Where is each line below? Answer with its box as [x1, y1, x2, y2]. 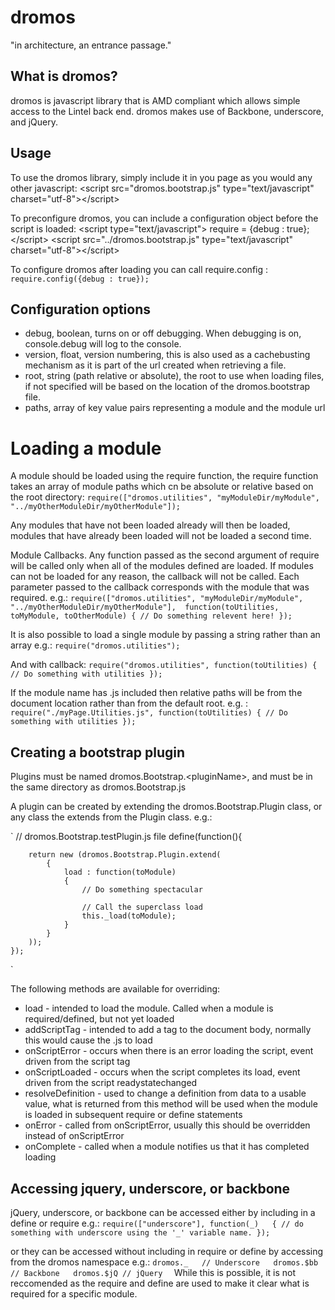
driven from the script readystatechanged [24, 1077, 198, 1089]
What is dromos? [10, 68, 118, 85]
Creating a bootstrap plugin [10, 744, 186, 761]
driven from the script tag [24, 1056, 131, 1068]
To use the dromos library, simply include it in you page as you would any [10, 171, 313, 183]
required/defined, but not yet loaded [24, 1013, 175, 1025]
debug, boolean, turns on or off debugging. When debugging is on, [24, 327, 302, 340]
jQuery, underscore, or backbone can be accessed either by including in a [10, 1206, 316, 1218]
